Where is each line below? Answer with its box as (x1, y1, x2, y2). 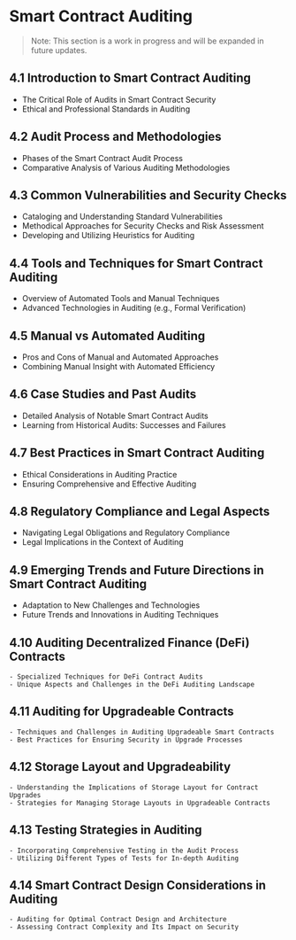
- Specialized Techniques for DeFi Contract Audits (9, 672, 203, 681)
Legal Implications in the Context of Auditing (21, 537, 184, 548)
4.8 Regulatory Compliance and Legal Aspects (9, 504, 270, 519)
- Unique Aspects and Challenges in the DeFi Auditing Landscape (9, 680, 254, 689)
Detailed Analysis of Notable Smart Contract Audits (21, 410, 209, 421)
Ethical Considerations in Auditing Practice (21, 469, 178, 479)
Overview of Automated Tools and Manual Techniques (21, 293, 220, 304)
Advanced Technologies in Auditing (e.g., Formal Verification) (21, 303, 247, 314)
